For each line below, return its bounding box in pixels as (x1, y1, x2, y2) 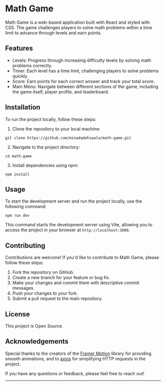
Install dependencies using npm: (12, 162, 79, 168)
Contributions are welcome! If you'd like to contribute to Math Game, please (5, 255, 160, 260)
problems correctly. (12, 62, 52, 68)
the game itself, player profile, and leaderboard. (12, 88, 110, 94)
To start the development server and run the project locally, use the (5, 198, 142, 204)
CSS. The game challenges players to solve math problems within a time (5, 24, 152, 30)
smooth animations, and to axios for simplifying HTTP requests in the (5, 355, 146, 361)
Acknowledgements (5, 337, 69, 346)
